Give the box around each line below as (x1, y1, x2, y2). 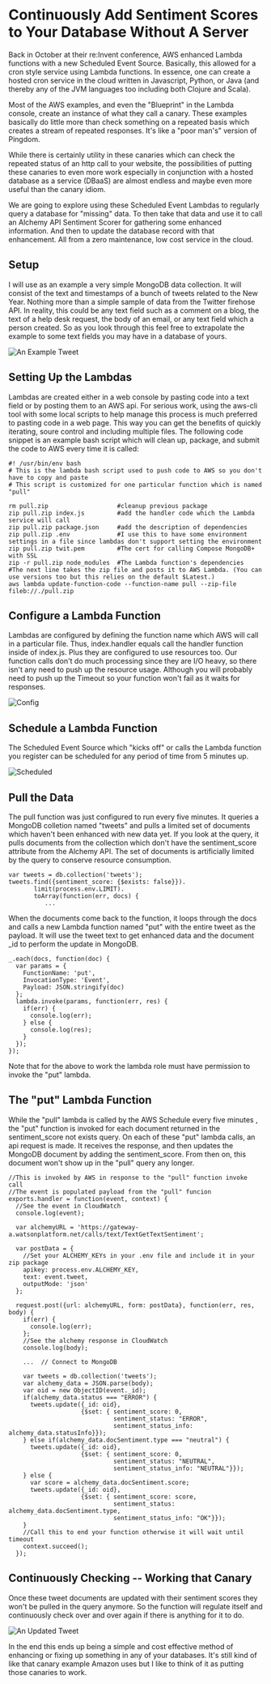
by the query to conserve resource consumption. (8, 855, 171, 865)
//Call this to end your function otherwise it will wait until (23, 1528, 244, 1537)
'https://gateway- (77, 1223, 139, 1231)
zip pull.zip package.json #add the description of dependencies (8, 523, 248, 532)
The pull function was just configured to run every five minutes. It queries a (8, 812, 259, 822)
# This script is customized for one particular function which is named (8, 481, 263, 489)
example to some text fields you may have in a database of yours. (8, 331, 227, 341)
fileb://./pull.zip (8, 587, 74, 595)
